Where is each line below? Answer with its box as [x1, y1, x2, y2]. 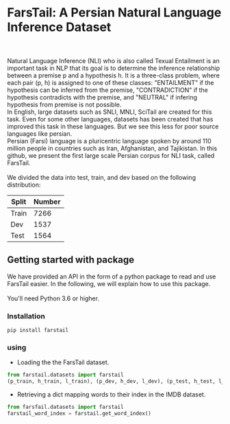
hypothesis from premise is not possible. [7, 100, 122, 108]
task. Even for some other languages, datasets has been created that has [7, 115, 214, 123]
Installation [7, 311, 46, 320]
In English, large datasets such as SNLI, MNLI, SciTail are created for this [7, 108, 212, 116]
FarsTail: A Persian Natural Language [7, 5, 222, 21]
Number [33, 197, 61, 207]
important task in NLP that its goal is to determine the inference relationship [7, 64, 220, 72]
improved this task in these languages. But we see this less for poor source [7, 122, 219, 130]
